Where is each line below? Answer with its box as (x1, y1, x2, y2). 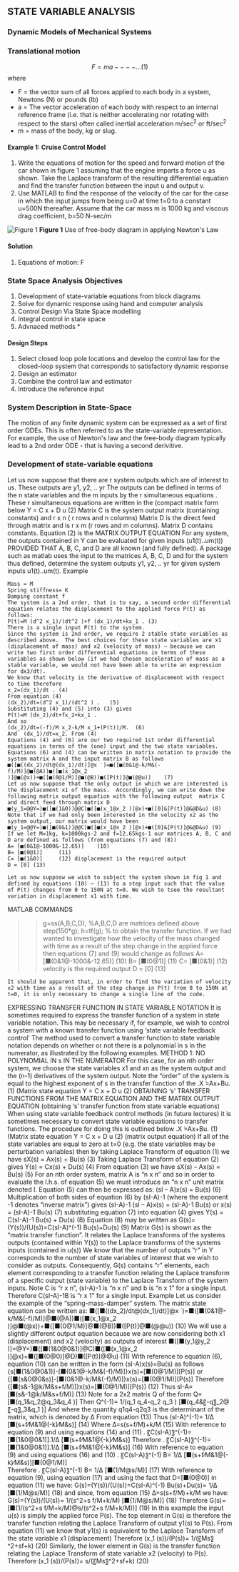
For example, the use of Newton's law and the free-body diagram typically (7, 434, 226, 442)
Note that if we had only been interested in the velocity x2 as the (7, 811, 219, 818)
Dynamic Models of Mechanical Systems (7, 27, 152, 37)
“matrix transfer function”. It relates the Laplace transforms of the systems (7, 1230, 226, 1239)
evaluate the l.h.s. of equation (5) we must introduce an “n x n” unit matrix (7, 1177, 225, 1186)
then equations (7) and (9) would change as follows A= (42, 949, 205, 958)
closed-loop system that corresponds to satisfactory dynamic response (17, 362, 229, 370)
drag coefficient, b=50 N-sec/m (17, 212, 112, 220)
